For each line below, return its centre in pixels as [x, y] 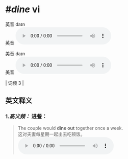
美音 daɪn [15, 53]
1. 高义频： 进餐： [26, 117]
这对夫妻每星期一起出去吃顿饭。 [51, 134]
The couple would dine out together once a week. [70, 128]
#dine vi [23, 9]
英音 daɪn [15, 24]
